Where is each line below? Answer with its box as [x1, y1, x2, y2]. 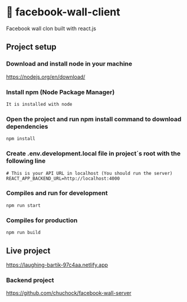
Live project [6, 245, 51, 256]
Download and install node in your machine [6, 60, 133, 68]
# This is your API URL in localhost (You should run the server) [6, 170, 173, 176]
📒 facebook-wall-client [6, 5, 121, 19]
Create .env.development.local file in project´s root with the [6, 150, 181, 158]
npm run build [6, 230, 41, 236]
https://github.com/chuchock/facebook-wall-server [6, 290, 132, 297]
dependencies [6, 122, 48, 131]
